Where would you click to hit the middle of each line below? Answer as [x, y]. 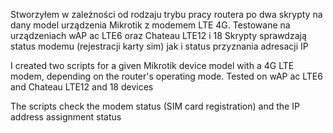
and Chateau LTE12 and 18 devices [82, 87]
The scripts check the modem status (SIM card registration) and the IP [155, 106]
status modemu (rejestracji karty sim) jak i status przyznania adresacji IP [159, 46]
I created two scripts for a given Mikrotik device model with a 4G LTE [152, 65]
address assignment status [66, 117]
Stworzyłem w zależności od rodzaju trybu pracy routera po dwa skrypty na [166, 14]
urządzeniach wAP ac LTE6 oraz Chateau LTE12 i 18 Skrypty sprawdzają [158, 35]
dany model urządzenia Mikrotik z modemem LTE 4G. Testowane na [150, 25]
